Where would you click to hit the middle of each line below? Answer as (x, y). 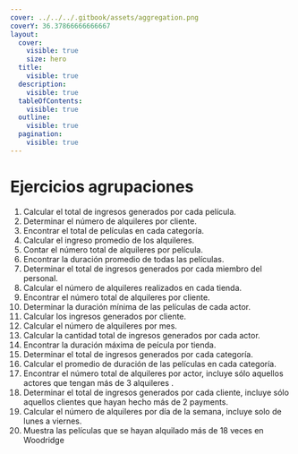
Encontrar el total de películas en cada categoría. (114, 230)
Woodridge (44, 440)
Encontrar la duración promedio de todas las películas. (123, 259)
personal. (41, 278)
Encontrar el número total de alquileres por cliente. (116, 297)
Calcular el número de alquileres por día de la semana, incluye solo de (152, 411)
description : (43, 84)
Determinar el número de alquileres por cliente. (110, 221)
